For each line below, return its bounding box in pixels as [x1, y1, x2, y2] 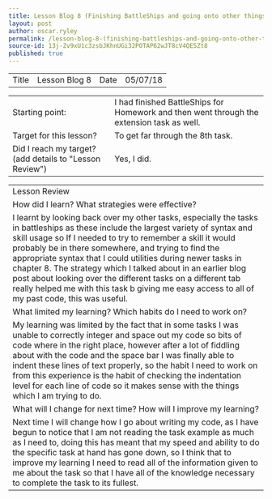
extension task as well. [114, 117, 201, 128]
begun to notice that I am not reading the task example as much [12, 427, 255, 437]
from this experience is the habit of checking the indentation [12, 370, 241, 381]
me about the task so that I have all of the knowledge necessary [12, 467, 255, 478]
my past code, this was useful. [12, 293, 128, 304]
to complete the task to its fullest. [12, 477, 139, 488]
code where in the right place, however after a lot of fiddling [12, 339, 240, 351]
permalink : [8, 34, 45, 43]
